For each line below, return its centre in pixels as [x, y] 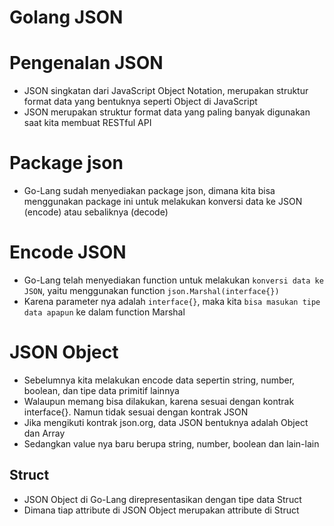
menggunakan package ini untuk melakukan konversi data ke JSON [163, 202]
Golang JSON [66, 17]
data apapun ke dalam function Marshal [104, 312]
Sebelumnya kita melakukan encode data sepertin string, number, [159, 380]
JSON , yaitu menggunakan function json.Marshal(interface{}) [151, 290]
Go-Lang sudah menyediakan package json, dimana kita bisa [149, 191]
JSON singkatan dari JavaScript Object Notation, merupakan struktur [166, 91]
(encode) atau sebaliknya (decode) [96, 212]
